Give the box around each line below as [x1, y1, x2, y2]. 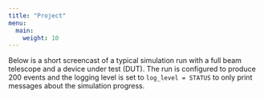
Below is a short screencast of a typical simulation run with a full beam [8, 56, 242, 65]
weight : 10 [22, 33, 59, 42]
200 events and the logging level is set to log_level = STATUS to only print [8, 73, 253, 82]
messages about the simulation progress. [8, 81, 145, 91]
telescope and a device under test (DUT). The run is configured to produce [8, 65, 257, 74]
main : [15, 26, 35, 34]
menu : [8, 19, 26, 27]
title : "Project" [8, 11, 67, 20]
